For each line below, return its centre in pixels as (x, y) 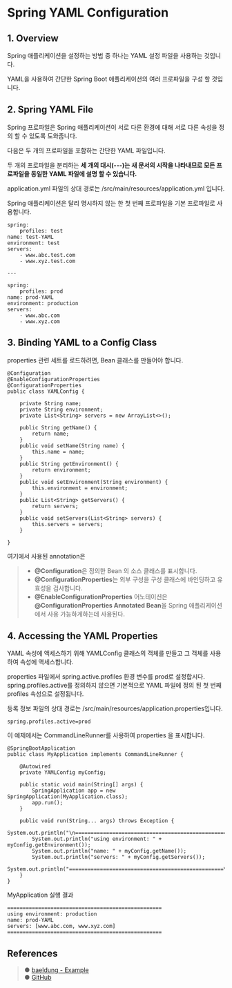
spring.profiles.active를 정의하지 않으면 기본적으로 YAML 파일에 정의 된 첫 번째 (115, 686)
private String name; (50, 403)
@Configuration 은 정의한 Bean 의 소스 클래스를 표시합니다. (116, 570)
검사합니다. (68, 588)
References (32, 953)
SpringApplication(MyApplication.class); (68, 797)
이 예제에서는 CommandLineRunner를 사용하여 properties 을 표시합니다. (106, 735)
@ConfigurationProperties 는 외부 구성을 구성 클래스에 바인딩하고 (125, 579)
